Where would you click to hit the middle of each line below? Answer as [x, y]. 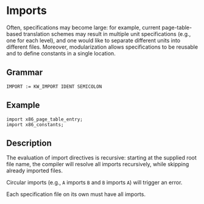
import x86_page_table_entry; [45, 119]
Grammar [25, 73]
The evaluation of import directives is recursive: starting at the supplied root [101, 158]
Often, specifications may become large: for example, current [83, 27]
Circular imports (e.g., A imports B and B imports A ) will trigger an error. [94, 183]
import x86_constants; [35, 125]
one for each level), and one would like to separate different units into [93, 40]
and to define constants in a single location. [61, 53]
